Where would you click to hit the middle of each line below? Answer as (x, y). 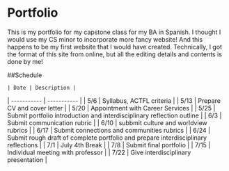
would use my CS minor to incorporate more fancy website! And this (105, 39)
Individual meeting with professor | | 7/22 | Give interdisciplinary (99, 152)
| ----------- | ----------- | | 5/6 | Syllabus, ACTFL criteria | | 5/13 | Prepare (114, 100)
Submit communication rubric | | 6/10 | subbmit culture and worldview (107, 122)
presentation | (27, 160)
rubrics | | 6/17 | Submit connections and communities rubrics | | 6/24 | (109, 130)
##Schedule (25, 75)
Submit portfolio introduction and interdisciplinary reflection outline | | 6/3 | (114, 115)
